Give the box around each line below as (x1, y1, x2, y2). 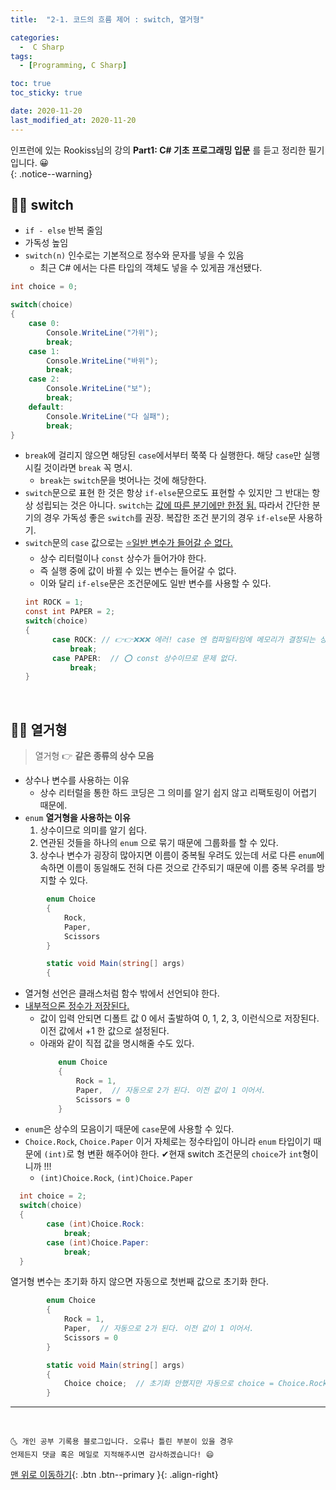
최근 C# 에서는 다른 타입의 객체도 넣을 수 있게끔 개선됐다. (39, 262, 263, 274)
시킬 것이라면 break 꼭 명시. (24, 462, 133, 474)
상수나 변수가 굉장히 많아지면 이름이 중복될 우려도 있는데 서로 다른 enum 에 (39, 849, 325, 861)
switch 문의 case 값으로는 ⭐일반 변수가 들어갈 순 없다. (24, 537, 233, 549)
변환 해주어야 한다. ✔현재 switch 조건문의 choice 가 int (86, 1148, 303, 1160)
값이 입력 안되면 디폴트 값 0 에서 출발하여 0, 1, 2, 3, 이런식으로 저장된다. (39, 1012, 320, 1025)
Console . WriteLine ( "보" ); (46, 384, 152, 394)
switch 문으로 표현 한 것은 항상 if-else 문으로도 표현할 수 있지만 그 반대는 (24, 487, 310, 499)
